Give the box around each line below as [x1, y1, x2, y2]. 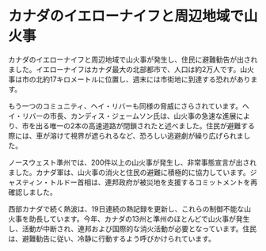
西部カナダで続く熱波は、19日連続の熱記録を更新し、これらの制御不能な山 [8, 203, 252, 214]
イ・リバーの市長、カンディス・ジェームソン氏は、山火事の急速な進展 [8, 111, 237, 120]
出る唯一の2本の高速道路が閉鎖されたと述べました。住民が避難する [35, 120, 255, 131]
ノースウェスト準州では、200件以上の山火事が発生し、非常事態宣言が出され [8, 158, 257, 167]
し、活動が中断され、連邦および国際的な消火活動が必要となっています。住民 [8, 223, 257, 234]
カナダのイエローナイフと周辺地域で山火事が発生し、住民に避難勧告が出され [8, 55, 258, 64]
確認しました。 [8, 187, 57, 196]
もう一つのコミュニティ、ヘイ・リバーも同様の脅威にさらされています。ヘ [8, 101, 249, 111]
